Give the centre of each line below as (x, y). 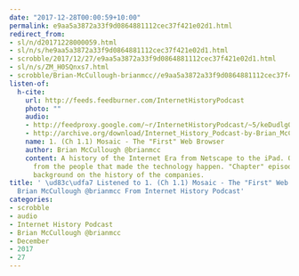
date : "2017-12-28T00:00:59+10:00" (75, 17)
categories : (31, 200)
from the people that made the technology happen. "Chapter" (149, 166)
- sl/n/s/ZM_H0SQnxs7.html (59, 68)
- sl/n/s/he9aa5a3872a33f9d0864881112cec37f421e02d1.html (119, 51)
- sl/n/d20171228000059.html (63, 42)
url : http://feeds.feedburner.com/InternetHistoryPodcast (135, 100)
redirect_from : (37, 34)
